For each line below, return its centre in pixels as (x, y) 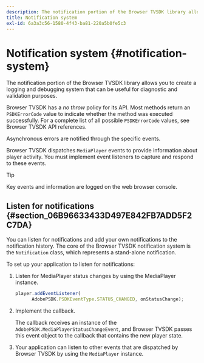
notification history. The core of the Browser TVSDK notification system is (99, 246)
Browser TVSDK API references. (46, 127)
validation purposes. (32, 96)
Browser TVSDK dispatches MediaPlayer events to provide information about (102, 151)
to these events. (26, 163)
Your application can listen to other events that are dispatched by (97, 347)
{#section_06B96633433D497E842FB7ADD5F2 (99, 215)
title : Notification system (42, 18)
